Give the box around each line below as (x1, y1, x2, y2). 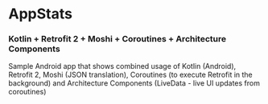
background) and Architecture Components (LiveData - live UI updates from (8, 78, 260, 88)
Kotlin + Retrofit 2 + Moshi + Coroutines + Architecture (8, 34, 227, 45)
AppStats (8, 5, 72, 23)
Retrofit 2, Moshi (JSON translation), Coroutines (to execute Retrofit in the (8, 70, 254, 80)
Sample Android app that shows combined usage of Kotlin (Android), (8, 62, 237, 71)
